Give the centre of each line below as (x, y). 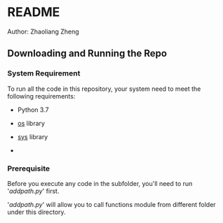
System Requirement (44, 73)
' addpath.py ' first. (33, 191)
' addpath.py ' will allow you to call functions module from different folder (111, 204)
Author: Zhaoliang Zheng (43, 31)
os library (31, 123)
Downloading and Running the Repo (87, 53)
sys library (33, 136)
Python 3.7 (33, 110)
